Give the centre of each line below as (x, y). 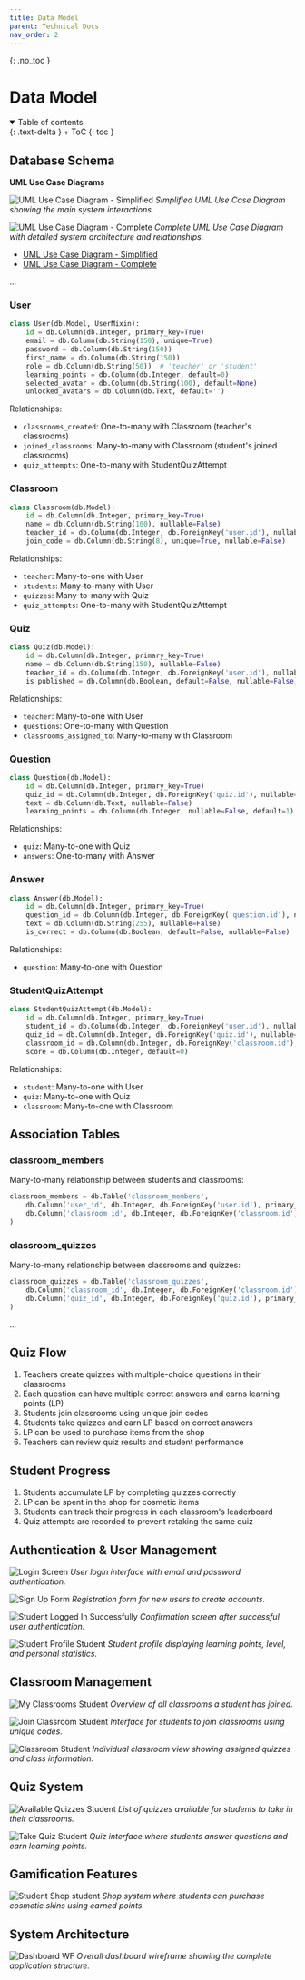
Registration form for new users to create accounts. (168, 1599)
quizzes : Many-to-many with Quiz (86, 595)
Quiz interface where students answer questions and (189, 1836)
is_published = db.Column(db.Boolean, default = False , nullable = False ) (162, 681)
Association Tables (65, 1134)
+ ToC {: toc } (89, 132)
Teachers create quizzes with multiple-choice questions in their (141, 1374)
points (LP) (43, 1404)
